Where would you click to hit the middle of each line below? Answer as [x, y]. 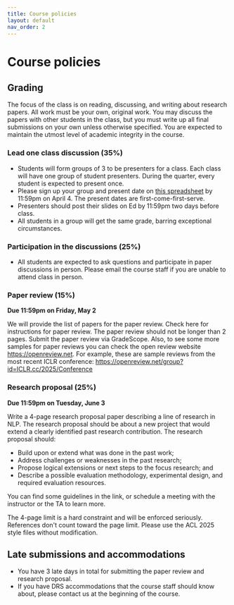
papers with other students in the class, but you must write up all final [108, 120]
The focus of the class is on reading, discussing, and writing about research [117, 105]
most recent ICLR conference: [51, 362]
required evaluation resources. [62, 482]
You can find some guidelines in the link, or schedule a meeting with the [111, 496]
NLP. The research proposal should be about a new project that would [109, 424]
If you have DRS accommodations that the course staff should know [116, 587]
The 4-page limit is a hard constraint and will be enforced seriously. [105, 517]
